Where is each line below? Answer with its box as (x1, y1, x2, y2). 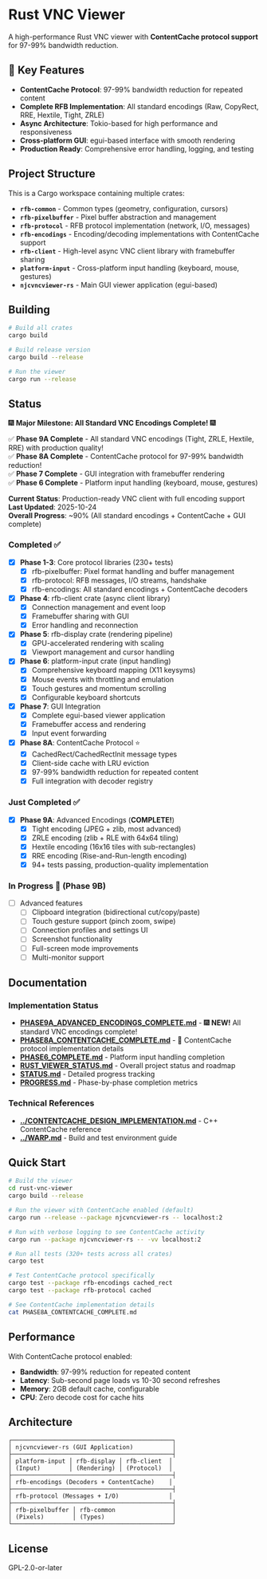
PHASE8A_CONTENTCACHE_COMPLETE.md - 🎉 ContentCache (19, 1035, 232, 1045)
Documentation (8, 976, 88, 990)
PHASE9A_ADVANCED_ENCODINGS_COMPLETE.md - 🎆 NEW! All (19, 1018, 241, 1027)
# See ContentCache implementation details (8, 1301, 155, 1309)
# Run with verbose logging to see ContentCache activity (8, 1227, 205, 1236)
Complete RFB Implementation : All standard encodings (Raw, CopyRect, (19, 101, 259, 111)
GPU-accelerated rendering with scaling (31, 638, 165, 648)
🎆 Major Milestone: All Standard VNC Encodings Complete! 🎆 (8, 418, 217, 428)
